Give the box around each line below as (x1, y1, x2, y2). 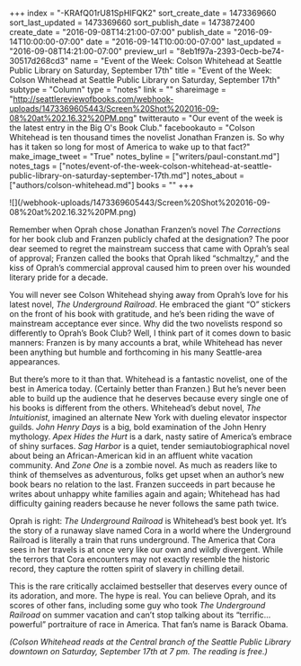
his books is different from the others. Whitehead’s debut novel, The (9, 402, 261, 413)
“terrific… (235, 609, 271, 620)
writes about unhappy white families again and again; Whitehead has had (9, 489, 280, 499)
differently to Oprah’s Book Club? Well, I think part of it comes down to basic (9, 328, 292, 338)
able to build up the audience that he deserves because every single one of (9, 393, 289, 403)
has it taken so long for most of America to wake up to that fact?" (9, 141, 251, 152)
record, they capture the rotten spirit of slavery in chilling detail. (9, 563, 245, 574)
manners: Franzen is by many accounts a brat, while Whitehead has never (9, 337, 283, 347)
